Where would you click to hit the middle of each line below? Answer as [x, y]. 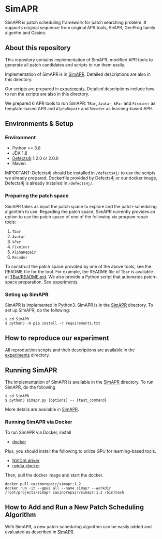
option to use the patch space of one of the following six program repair [77, 216]
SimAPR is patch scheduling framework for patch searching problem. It [76, 22]
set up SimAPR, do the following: [37, 310]
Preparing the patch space [37, 196]
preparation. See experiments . [49, 282]
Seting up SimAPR [27, 294]
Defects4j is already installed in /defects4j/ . [49, 183]
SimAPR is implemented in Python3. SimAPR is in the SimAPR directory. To [79, 305]
